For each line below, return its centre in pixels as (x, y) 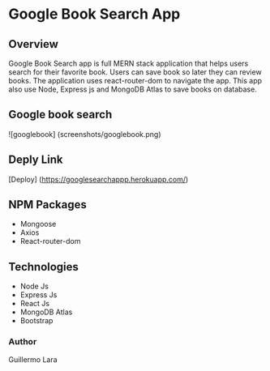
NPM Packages (47, 205)
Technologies (44, 267)
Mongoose (38, 224)
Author (23, 342)
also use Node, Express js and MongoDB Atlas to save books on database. (133, 89)
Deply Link (36, 160)
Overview (34, 44)
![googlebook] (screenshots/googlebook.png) (85, 134)
